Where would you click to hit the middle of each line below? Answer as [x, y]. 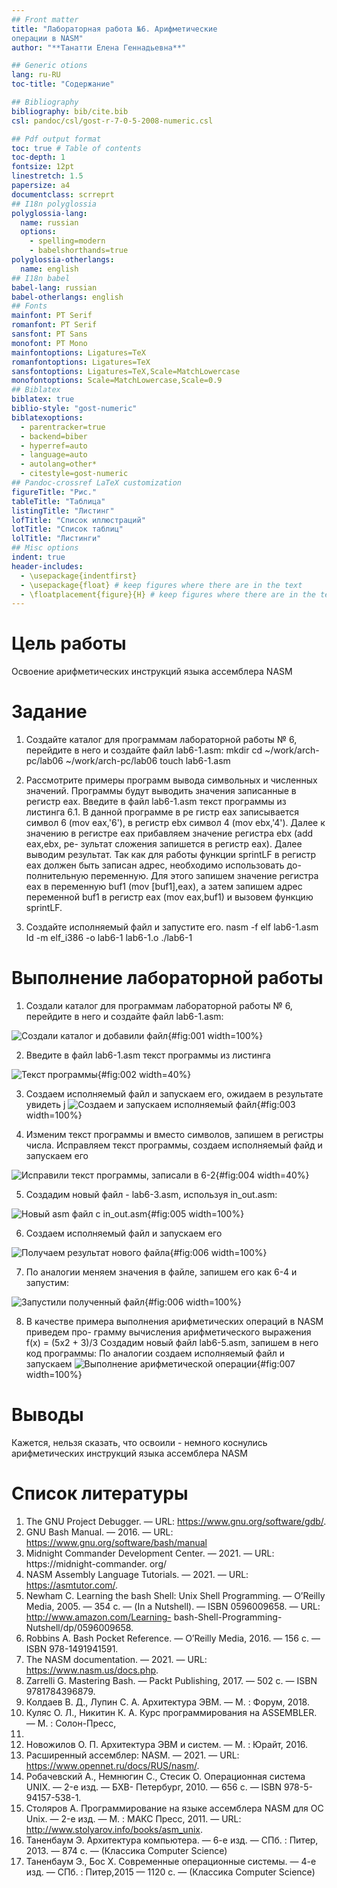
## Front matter [45, 19]
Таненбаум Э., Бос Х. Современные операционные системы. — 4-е [171, 1861]
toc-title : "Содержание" [63, 84]
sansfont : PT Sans [49, 334]
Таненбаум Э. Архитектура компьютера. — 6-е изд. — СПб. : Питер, [172, 1840]
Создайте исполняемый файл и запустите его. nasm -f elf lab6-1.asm [172, 927]
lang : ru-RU [36, 75]
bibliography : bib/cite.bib [70, 111]
